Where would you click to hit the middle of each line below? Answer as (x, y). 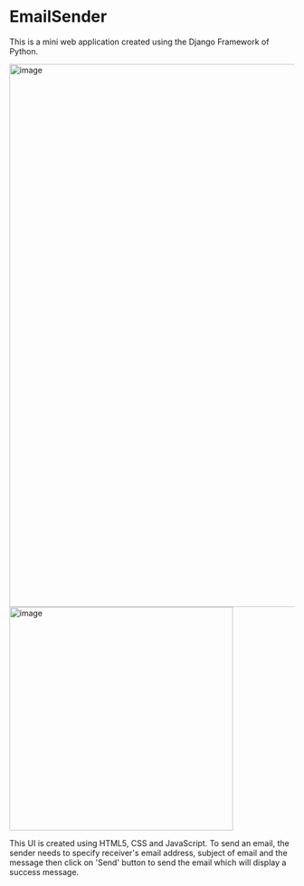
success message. (44, 872)
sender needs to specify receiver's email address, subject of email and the (148, 853)
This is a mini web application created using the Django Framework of (139, 42)
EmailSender (58, 17)
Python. (24, 51)
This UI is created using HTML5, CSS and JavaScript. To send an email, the (149, 843)
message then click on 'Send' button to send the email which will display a (148, 862)
